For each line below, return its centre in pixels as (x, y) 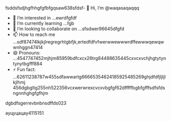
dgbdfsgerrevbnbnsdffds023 (36, 103)
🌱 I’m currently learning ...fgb (43, 23)
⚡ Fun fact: (24, 69)
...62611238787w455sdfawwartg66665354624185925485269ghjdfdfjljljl (89, 77)
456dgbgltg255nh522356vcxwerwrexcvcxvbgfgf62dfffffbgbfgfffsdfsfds (89, 88)
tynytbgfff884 (27, 64)
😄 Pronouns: (27, 53)
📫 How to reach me (34, 34)
